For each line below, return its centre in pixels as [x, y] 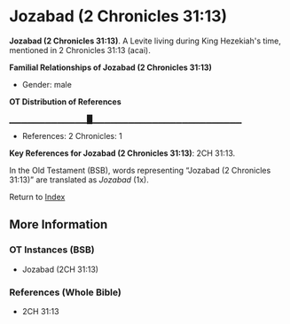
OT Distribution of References [65, 101]
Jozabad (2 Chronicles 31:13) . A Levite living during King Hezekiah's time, [145, 41]
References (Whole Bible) [65, 292]
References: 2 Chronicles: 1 [72, 135]
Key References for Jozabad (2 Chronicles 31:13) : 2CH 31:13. [122, 153]
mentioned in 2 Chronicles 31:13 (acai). [80, 50]
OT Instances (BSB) [52, 250]
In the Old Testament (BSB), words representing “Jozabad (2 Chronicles [140, 170]
